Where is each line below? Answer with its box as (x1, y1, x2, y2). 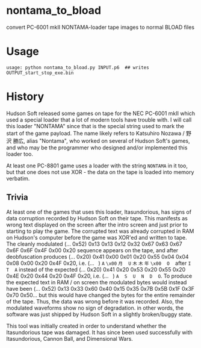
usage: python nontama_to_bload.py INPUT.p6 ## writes (6, 64, 149, 70)
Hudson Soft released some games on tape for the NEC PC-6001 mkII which (6, 110, 196, 117)
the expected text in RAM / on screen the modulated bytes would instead (6, 278, 187, 286)
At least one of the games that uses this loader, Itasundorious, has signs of (6, 208, 191, 216)
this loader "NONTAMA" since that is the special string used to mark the (6, 122, 185, 129)
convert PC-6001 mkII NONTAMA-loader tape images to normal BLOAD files (6, 23, 194, 31)
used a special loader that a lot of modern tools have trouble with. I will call (6, 116, 192, 123)
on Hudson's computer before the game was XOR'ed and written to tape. (6, 234, 188, 241)
